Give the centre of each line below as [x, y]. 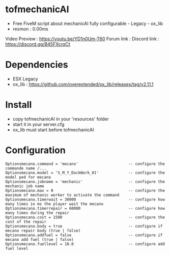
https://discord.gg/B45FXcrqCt [38, 44]
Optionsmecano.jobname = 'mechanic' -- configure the [85, 182]
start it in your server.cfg [38, 124]
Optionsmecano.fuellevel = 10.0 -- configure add [85, 244]
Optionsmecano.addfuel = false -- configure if [84, 235]
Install [19, 105]
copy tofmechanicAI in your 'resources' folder [61, 119]
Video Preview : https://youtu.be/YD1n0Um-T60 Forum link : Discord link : [82, 39]
